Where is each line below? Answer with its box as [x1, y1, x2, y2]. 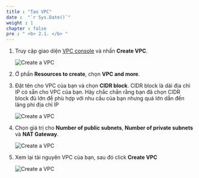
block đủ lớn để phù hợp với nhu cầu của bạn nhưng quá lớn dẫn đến [14, 95, 185, 102]
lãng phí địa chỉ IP [14, 101, 59, 108]
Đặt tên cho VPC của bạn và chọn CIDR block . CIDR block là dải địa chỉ [14, 82, 191, 90]
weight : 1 [6, 20, 33, 26]
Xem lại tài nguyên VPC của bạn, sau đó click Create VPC [14, 154, 158, 161]
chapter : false [6, 25, 47, 32]
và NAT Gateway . [14, 131, 59, 138]
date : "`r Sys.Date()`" [6, 14, 71, 20]
